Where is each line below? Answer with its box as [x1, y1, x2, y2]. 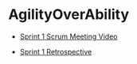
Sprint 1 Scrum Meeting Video [19, 32, 118, 41]
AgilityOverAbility [8, 6, 130, 24]
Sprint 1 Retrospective [19, 47, 92, 56]
